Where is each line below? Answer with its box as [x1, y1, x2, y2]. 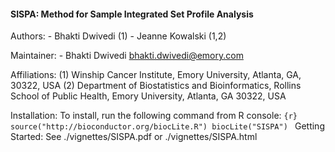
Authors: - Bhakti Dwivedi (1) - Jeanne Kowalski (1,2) [10, 30, 227, 42]
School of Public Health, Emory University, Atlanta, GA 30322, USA [10, 90, 287, 102]
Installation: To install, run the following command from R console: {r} [10, 110, 298, 122]
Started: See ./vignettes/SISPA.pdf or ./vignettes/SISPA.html [10, 131, 258, 143]
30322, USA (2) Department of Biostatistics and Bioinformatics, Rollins [10, 80, 302, 92]
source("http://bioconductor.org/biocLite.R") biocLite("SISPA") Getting [10, 120, 325, 132]
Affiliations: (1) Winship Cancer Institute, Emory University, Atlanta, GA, [10, 69, 302, 81]
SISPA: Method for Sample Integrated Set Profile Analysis [10, 8, 254, 20]
